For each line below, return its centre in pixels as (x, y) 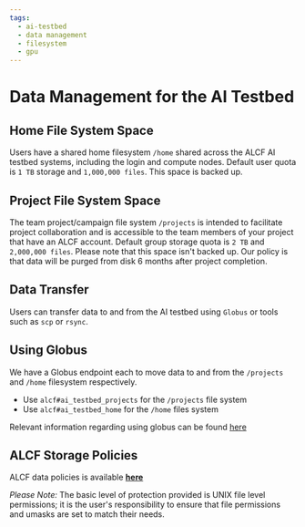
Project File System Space (85, 200)
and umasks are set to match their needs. (87, 514)
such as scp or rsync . (49, 321)
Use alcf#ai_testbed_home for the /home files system (120, 409)
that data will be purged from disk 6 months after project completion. (138, 261)
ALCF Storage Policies (74, 455)
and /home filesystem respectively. (73, 382)
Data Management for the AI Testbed (152, 97)
